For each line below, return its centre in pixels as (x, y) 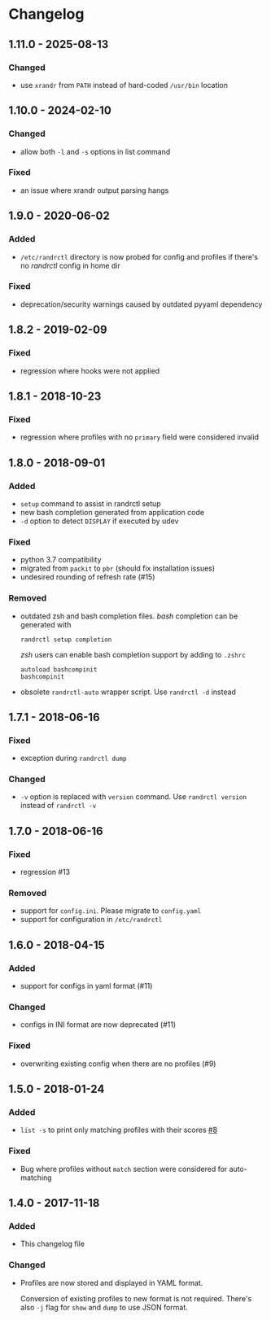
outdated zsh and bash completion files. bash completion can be (129, 616)
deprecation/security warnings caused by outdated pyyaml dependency (141, 304)
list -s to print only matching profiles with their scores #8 (119, 1130)
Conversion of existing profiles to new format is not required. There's (136, 1298)
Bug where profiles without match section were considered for (124, 1169)
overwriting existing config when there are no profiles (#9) (118, 1064)
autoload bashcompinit (59, 669)
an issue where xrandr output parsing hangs (94, 190)
